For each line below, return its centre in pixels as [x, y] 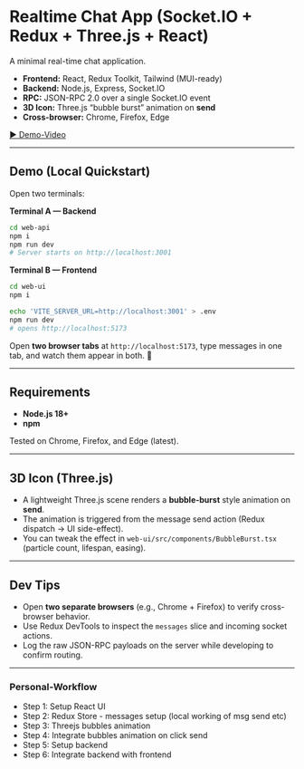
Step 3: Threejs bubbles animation [86, 726]
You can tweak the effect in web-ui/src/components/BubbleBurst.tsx [150, 538]
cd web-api [30, 227]
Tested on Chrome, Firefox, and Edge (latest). [94, 441]
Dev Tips [35, 585]
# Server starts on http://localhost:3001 [90, 253]
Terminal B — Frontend [53, 270]
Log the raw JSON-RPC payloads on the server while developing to [148, 646]
